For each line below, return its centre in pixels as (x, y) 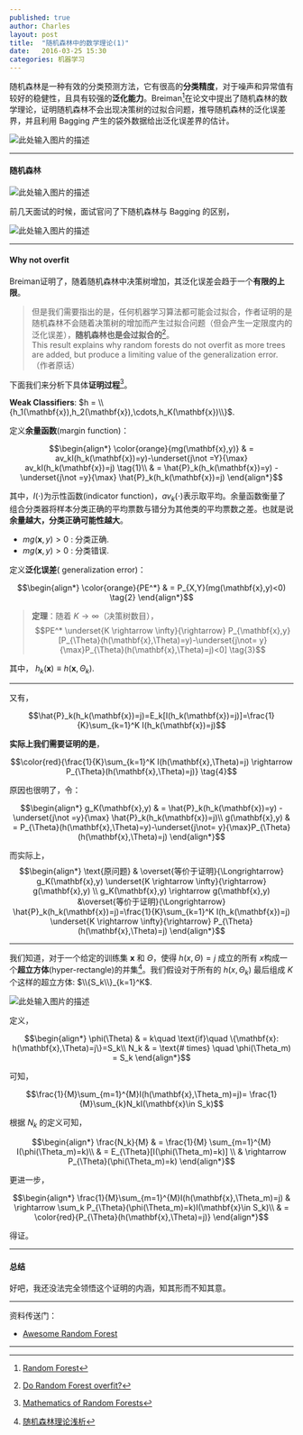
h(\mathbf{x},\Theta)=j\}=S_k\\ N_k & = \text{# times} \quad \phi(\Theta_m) (151, 1048)
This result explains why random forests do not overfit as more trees (158, 344)
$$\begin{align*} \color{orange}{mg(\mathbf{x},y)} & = (151, 449)
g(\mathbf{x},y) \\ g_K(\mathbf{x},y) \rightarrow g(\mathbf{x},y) (151, 891)
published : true (40, 18)
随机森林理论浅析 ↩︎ (59, 1421)
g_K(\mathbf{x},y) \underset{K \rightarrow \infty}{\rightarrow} (151, 881)
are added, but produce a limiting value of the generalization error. (155, 354)
